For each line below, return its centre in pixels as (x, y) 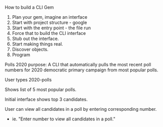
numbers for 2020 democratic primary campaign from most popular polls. (82, 70)
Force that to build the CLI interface (49, 33)
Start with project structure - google (49, 23)
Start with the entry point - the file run (51, 28)
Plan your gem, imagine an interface (50, 17)
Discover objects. (30, 49)
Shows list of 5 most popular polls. (41, 90)
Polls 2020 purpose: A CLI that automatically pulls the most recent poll (78, 65)
